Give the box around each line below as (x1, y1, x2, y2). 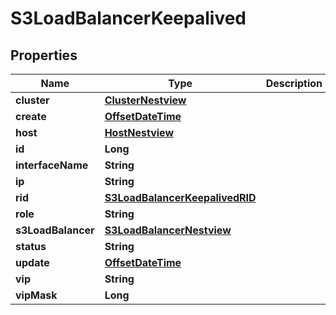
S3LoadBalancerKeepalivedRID (104, 191, 257, 204)
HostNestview (104, 126, 174, 139)
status (15, 240, 47, 253)
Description (265, 77, 323, 90)
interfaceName (15, 158, 89, 172)
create (15, 110, 47, 123)
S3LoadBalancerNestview (104, 223, 232, 237)
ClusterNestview (104, 93, 187, 107)
